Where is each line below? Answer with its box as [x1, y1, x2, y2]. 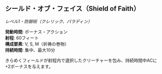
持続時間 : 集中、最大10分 [5, 47, 55, 53]
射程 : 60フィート [5, 35, 39, 40]
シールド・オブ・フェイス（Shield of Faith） [5, 4, 140, 13]
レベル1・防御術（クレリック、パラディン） [5, 18, 92, 24]
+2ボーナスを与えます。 [5, 63, 53, 69]
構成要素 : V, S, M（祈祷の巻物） [5, 41, 69, 47]
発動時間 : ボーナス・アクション [5, 29, 68, 35]
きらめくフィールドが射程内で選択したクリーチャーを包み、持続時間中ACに [5, 57, 157, 63]
